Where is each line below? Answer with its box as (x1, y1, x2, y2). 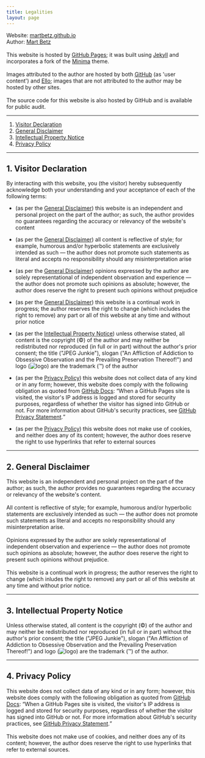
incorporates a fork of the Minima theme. (6, 58, 110, 65)
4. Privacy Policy (6, 671, 71, 682)
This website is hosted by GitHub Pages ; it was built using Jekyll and (6, 51, 179, 58)
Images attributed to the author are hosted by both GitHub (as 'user (6, 70, 176, 78)
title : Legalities (6, 9, 53, 15)
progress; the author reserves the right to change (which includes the (15, 305, 190, 313)
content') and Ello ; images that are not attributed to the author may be (6, 77, 182, 84)
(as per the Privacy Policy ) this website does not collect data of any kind (15, 374, 197, 382)
